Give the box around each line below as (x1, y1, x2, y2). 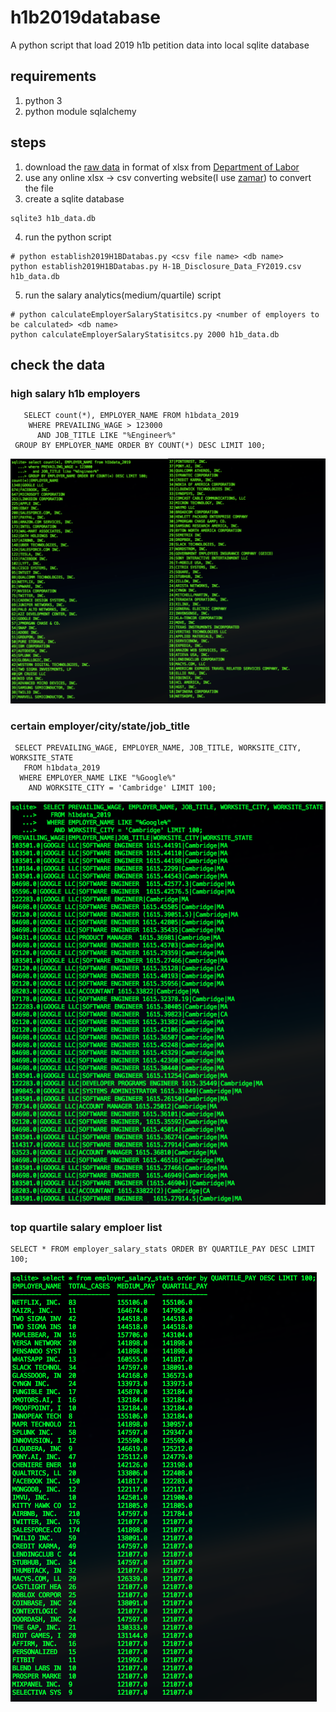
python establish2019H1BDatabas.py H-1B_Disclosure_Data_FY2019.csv (10, 261, 302, 271)
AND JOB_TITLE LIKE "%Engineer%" (36, 431, 177, 441)
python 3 (24, 94, 63, 106)
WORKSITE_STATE (10, 753, 74, 763)
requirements (10, 68, 97, 85)
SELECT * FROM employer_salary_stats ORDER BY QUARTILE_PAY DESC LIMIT (10, 1244, 315, 1255)
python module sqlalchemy (24, 105, 137, 117)
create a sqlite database (24, 192, 125, 205)
